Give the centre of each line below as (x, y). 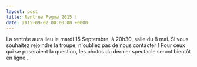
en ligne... (18, 58)
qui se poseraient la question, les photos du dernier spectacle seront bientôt (98, 52)
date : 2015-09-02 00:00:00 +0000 (47, 22)
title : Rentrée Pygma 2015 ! (42, 17)
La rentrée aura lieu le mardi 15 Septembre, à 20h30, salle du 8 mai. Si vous (97, 39)
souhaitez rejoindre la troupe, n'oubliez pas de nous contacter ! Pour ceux (96, 45)
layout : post (22, 11)
